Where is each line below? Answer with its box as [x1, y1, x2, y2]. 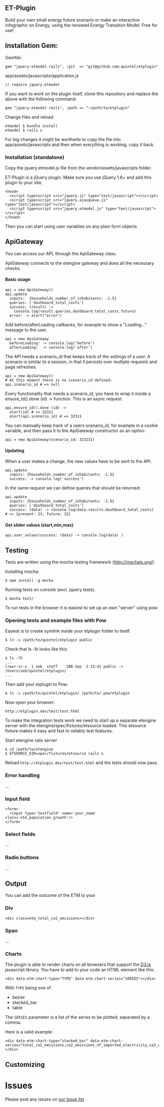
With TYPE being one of [5, 985, 51, 991]
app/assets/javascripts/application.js [5, 73, 79, 78]
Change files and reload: [5, 114, 55, 120]
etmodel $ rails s [5, 127, 42, 133]
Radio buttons [5, 854, 39, 861]
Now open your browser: [5, 699, 55, 705]
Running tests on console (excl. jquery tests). [5, 587, 96, 592]
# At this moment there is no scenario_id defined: [5, 377, 112, 383]
